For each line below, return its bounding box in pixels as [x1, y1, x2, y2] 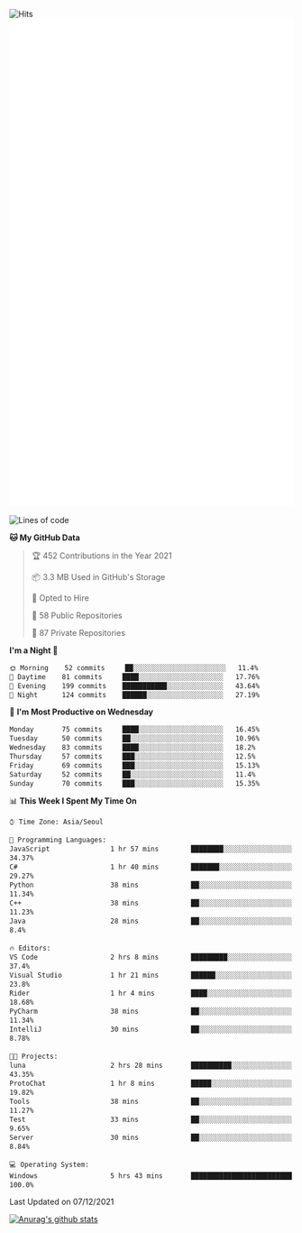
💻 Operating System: [9, 1160, 90, 1170]
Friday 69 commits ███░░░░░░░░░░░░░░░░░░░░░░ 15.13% [9, 761, 260, 770]
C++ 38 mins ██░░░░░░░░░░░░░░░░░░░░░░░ [9, 898, 293, 908]
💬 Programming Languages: [9, 835, 106, 845]
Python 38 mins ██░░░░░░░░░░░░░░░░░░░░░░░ [9, 880, 293, 890]
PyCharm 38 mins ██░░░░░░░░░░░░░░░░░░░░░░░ [9, 1007, 293, 1017]
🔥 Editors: [9, 943, 51, 953]
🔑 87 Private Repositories [31, 628, 126, 639]
